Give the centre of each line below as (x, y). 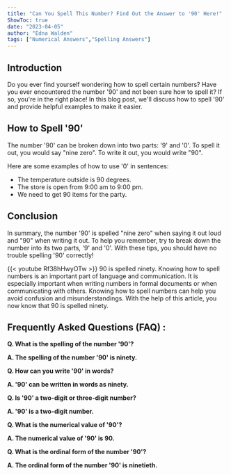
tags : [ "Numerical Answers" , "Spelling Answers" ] (79, 40)
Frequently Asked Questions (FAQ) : (87, 327)
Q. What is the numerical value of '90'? (65, 425)
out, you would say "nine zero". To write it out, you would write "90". (105, 152)
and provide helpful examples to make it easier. (75, 106)
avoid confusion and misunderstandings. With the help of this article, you (112, 298)
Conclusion (33, 216)
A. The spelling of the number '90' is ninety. (72, 357)
